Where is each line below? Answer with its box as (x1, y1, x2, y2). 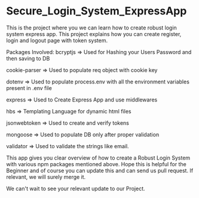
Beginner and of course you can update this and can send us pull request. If (6, 167, 194, 174)
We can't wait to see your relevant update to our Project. (6, 185, 145, 192)
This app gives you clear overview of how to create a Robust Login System (6, 154, 191, 161)
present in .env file (6, 84, 52, 91)
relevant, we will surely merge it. (6, 173, 86, 181)
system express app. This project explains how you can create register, (6, 30, 182, 37)
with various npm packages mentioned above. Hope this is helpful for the (6, 160, 186, 167)
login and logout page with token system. (6, 37, 108, 44)
